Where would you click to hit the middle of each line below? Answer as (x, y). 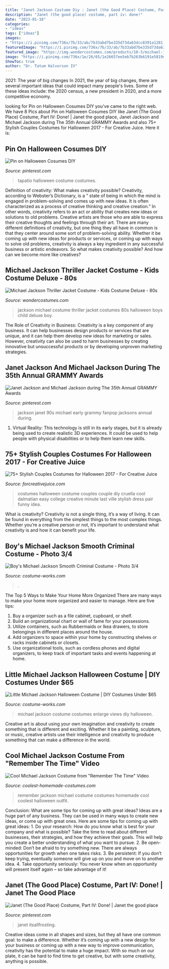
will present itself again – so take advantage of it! (56, 869)
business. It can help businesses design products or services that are (77, 330)
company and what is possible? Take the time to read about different (76, 831)
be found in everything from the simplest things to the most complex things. (84, 520)
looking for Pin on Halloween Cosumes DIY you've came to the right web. (81, 106)
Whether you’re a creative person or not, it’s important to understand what (82, 525)
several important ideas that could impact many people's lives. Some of (79, 86)
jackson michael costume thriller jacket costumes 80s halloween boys (90, 310)
